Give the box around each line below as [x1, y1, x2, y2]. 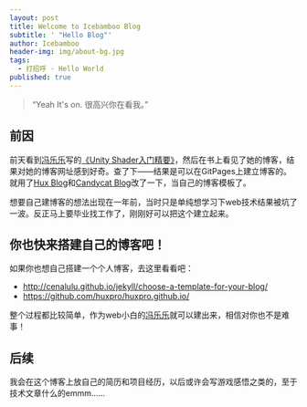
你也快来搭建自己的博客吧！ [9, 236, 166, 252]
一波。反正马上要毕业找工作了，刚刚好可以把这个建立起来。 [9, 207, 234, 219]
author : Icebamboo [9, 38, 79, 48]
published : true [9, 73, 71, 82]
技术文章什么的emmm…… [9, 388, 106, 399]
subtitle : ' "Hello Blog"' [9, 30, 112, 39]
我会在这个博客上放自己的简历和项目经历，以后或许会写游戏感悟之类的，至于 [9, 376, 298, 388]
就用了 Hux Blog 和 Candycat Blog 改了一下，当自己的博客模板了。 [9, 177, 251, 188]
